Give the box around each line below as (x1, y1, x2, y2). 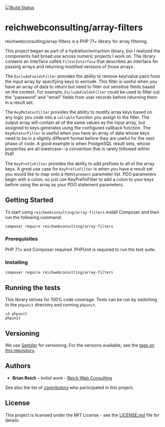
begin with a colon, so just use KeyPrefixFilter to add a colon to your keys (5, 176, 154, 182)
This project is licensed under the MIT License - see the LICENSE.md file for (5, 412, 160, 418)
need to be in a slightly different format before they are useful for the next (5, 135, 155, 141)
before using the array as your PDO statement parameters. (5, 181, 124, 187)
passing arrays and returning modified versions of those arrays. (5, 63, 134, 69)
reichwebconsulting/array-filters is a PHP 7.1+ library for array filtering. (5, 38, 148, 44)
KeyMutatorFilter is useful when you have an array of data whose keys (5, 130, 150, 136)
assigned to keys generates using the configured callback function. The (5, 125, 151, 130)
